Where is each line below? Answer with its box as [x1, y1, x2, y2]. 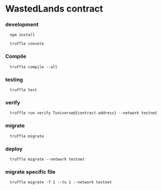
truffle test [10, 88, 37, 93]
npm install [10, 32, 35, 38]
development [5, 21, 39, 28]
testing [5, 76, 23, 83]
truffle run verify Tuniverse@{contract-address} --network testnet [10, 110, 157, 116]
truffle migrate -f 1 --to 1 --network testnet [10, 180, 112, 185]
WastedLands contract [5, 3, 103, 15]
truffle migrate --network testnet [10, 157, 85, 162]
